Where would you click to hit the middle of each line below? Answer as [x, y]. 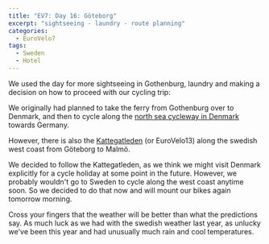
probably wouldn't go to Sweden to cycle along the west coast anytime [126, 181]
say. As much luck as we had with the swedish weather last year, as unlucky [135, 223]
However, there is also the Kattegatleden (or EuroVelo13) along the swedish [133, 140]
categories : [28, 31]
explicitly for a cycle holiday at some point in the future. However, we [123, 173]
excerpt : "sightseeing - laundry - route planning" [97, 23]
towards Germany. [39, 125]
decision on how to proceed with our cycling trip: [89, 92]
